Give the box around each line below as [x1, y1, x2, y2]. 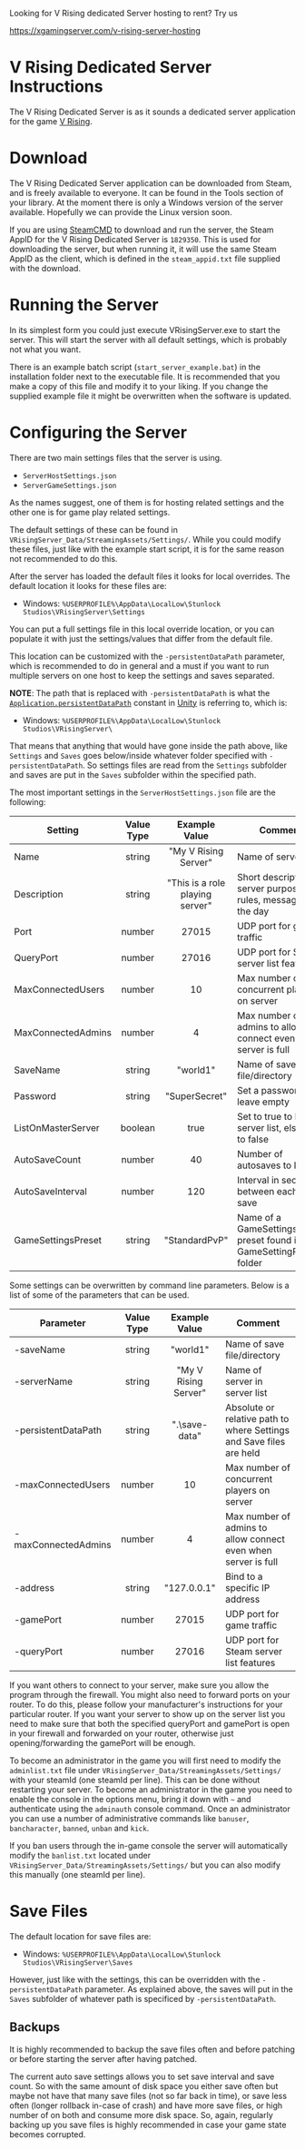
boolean [120, 1121, 156, 1133]
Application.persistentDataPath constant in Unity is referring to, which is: [9, 697, 288, 708]
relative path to [225, 1412, 290, 1425]
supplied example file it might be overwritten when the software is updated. [9, 390, 292, 401]
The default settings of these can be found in [9, 524, 179, 535]
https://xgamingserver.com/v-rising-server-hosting [9, 25, 202, 35]
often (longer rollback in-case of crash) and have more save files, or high [9, 2100, 283, 2111]
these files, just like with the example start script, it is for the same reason [9, 544, 285, 554]
